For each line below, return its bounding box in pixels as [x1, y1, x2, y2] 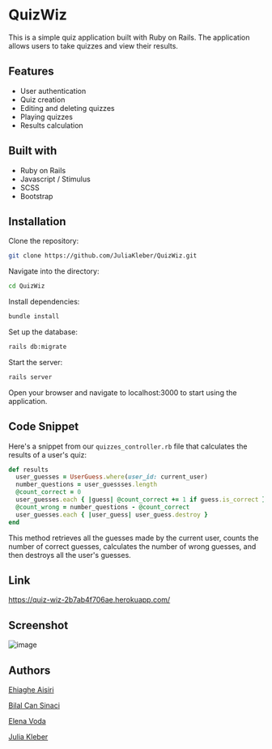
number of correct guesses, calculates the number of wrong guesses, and [8, 541, 257, 551]
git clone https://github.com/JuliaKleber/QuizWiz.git [8, 252, 198, 260]
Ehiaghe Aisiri [8, 685, 54, 694]
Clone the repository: [8, 236, 79, 246]
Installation [8, 215, 66, 228]
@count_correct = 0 [15, 488, 82, 496]
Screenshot [8, 618, 69, 632]
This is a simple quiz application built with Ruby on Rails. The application [8, 32, 250, 42]
